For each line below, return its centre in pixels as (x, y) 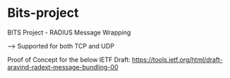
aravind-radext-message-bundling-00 (63, 67)
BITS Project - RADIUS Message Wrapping (69, 32)
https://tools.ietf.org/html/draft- (177, 59)
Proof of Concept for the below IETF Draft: (69, 59)
